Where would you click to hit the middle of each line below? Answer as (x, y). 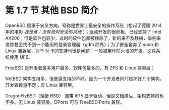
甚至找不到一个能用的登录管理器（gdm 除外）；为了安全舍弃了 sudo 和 (86, 44)
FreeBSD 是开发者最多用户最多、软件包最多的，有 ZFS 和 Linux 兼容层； (80, 68)
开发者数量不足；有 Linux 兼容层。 (41, 85)
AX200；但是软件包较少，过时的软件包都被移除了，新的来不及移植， (76, 38)
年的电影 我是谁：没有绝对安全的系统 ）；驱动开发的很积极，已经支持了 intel (83, 31)
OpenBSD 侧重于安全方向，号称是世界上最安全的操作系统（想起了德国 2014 (83, 25)
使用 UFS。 (21, 57)
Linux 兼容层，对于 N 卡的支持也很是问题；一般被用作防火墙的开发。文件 (81, 51)
